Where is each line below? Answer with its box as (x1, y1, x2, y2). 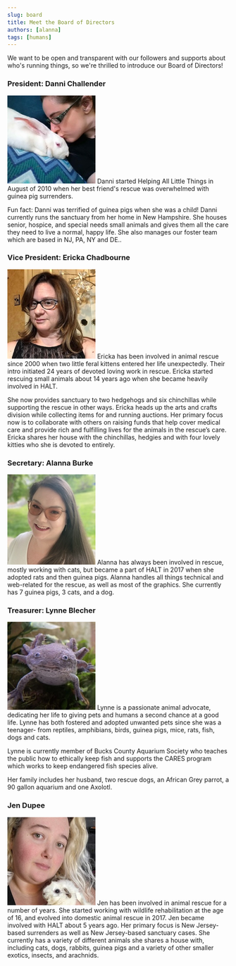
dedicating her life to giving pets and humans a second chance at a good (7, 711, 220, 720)
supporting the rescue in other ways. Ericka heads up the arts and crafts (7, 403, 218, 411)
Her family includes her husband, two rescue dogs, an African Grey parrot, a (7, 775, 230, 784)
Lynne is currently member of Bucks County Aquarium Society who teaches (7, 747, 228, 755)
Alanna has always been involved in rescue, (97, 558, 224, 567)
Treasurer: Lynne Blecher (7, 606, 97, 615)
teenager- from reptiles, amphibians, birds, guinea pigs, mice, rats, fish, (7, 726, 215, 734)
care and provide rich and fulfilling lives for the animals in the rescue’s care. (7, 425, 227, 434)
